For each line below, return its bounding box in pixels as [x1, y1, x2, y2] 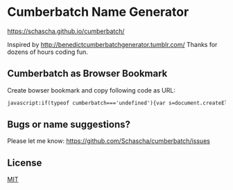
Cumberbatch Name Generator [7, 4, 189, 20]
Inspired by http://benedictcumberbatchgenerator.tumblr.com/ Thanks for [7, 40, 218, 48]
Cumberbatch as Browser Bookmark [7, 68, 168, 79]
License [7, 157, 42, 169]
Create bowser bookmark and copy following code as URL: [7, 86, 175, 94]
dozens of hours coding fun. [7, 48, 89, 56]
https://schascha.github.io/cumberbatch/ [7, 27, 125, 35]
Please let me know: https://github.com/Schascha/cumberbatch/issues [7, 137, 210, 145]
